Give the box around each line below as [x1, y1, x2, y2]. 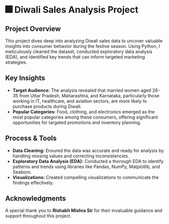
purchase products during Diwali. [12, 103, 82, 109]
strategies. [5, 60, 28, 65]
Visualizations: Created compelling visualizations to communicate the [12, 174, 159, 180]
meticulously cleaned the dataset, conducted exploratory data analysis [5, 48, 152, 54]
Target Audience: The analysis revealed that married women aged [12, 87, 151, 93]
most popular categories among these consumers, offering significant [12, 114, 158, 120]
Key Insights [5, 74, 45, 82]
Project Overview [5, 24, 61, 33]
